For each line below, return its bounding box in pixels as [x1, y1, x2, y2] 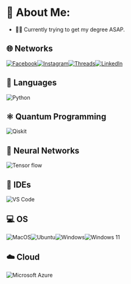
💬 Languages [6, 78, 57, 88]
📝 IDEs [6, 179, 32, 190]
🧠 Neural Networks [6, 145, 80, 155]
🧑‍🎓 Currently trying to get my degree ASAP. [15, 26, 125, 33]
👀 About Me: [6, 6, 71, 20]
